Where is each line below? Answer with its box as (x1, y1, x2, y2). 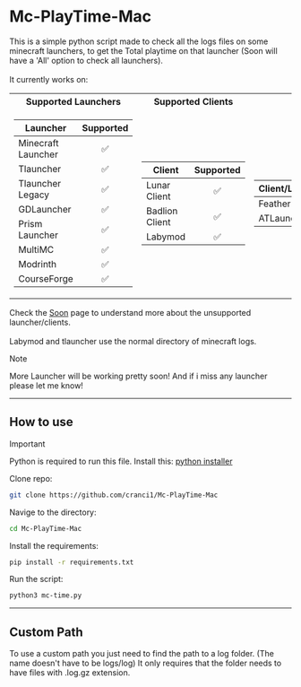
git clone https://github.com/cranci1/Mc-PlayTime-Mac (9, 491, 219, 500)
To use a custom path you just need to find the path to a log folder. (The (9, 648, 275, 659)
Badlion (146, 204, 178, 217)
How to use (9, 414, 73, 430)
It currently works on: (9, 74, 89, 84)
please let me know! (9, 379, 83, 391)
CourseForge (18, 272, 73, 284)
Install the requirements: (9, 540, 99, 551)
